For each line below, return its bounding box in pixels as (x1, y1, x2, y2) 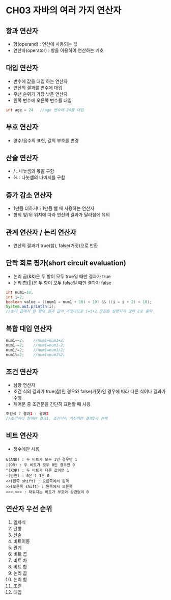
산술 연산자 (6, 153, 39, 162)
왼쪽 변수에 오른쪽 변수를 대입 (13, 97, 72, 103)
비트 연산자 (6, 431, 39, 440)
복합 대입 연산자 (6, 324, 52, 333)
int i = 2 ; (6, 294, 24, 299)
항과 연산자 (6, 26, 39, 35)
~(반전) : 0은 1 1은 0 (6, 473, 50, 478)
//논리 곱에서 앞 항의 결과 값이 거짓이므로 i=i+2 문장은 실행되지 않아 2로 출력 (6, 309, 153, 314)
